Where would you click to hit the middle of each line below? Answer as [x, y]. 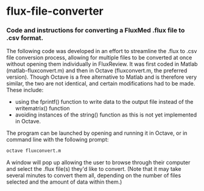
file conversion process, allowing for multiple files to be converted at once [99, 58]
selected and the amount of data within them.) [64, 182]
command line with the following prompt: [58, 140]
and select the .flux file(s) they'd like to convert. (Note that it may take [94, 169]
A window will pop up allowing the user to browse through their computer [98, 162]
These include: [25, 90]
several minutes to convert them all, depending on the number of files [94, 176]
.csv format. [25, 38]
